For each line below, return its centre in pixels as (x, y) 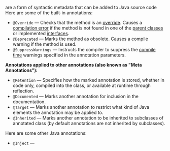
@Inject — (23, 143)
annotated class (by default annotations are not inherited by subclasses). (89, 123)
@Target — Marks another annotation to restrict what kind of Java (81, 107)
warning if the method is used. (44, 44)
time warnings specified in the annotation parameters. (69, 55)
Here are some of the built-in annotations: (49, 13)
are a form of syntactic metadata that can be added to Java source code (81, 7)
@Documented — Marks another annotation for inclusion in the (75, 96)
